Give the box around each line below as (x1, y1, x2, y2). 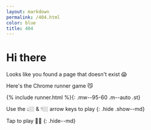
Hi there (6, 51, 47, 64)
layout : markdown (6, 8, 50, 15)
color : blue (6, 20, 36, 26)
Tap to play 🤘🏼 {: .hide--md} (6, 117, 76, 125)
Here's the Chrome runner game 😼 (6, 82, 93, 89)
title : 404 (6, 25, 34, 32)
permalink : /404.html (6, 14, 61, 20)
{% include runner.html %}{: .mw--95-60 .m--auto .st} (6, 94, 141, 101)
